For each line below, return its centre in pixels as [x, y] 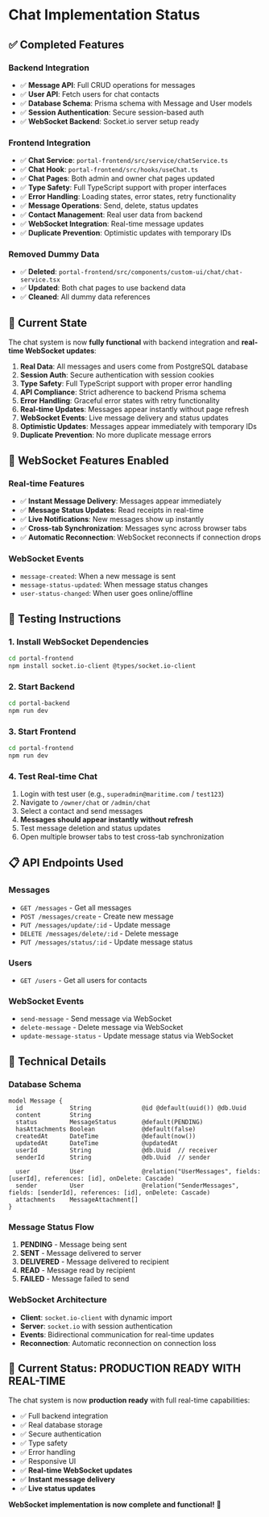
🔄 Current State [48, 323]
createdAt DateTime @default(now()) [106, 1136]
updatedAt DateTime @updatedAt [97, 1144]
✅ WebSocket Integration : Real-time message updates [112, 224]
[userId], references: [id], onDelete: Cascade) [91, 1179]
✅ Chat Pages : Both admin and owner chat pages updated [117, 178]
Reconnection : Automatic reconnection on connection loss [118, 1343]
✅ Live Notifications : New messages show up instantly [112, 519]
